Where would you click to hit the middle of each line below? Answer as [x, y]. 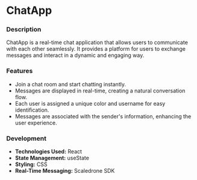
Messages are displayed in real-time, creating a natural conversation [100, 91]
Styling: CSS [31, 164]
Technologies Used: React [48, 152]
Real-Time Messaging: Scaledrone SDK [65, 171]
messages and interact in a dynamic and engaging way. [75, 56]
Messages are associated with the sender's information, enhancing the [103, 116]
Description [24, 30]
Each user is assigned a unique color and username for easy [90, 103]
